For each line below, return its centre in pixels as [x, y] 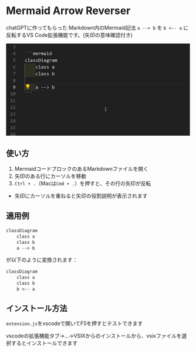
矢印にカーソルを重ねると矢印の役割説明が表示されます [81, 196]
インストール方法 [37, 308]
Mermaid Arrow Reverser [68, 11]
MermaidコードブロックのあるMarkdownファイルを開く [81, 168]
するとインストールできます [44, 343]
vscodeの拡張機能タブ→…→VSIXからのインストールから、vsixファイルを [94, 336]
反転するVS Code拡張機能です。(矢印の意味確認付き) [69, 35]
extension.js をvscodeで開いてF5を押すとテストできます [74, 323]
